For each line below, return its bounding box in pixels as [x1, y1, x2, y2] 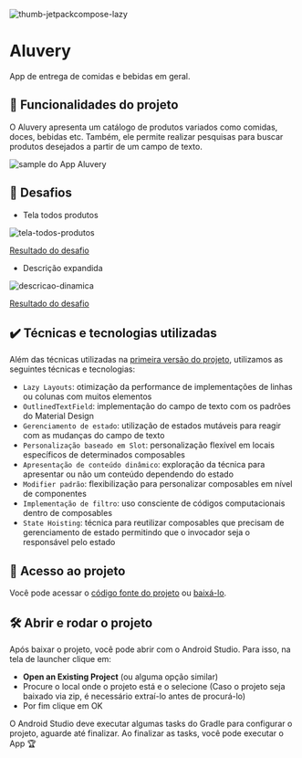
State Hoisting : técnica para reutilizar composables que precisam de [22, 517, 285, 529]
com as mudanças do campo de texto [22, 430, 165, 441]
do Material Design [22, 411, 94, 422]
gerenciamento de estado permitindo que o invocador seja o [22, 527, 251, 538]
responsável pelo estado [22, 537, 116, 548]
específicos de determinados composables [22, 449, 185, 460]
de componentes [22, 489, 87, 500]
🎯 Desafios [9, 185, 73, 201]
